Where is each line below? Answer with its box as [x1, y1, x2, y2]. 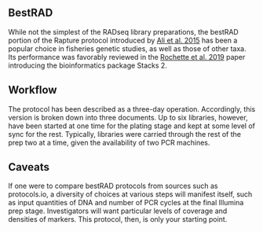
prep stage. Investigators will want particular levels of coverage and [8, 206, 228, 215]
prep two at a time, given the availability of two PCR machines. [8, 138, 210, 147]
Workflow [8, 83, 57, 97]
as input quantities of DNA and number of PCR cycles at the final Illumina [8, 198, 244, 208]
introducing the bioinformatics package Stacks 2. [8, 61, 167, 70]
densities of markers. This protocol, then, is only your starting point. [8, 215, 228, 224]
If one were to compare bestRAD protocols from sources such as [8, 181, 218, 191]
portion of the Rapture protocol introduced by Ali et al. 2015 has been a [8, 35, 238, 45]
